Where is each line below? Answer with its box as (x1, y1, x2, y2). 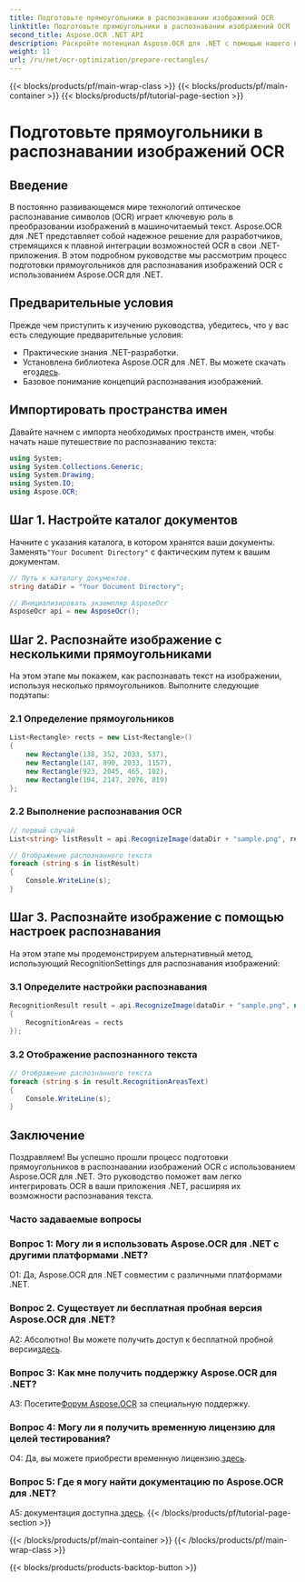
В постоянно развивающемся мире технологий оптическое (9, 202, 241, 212)
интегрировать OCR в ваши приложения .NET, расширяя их (9, 1181, 241, 1192)
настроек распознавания (9, 924, 162, 939)
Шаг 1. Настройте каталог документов (9, 513, 239, 528)
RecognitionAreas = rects (25, 1017, 124, 1027)
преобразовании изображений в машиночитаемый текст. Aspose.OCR (9, 221, 282, 232)
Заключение (9, 1127, 85, 1143)
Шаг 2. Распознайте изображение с (9, 632, 222, 647)
